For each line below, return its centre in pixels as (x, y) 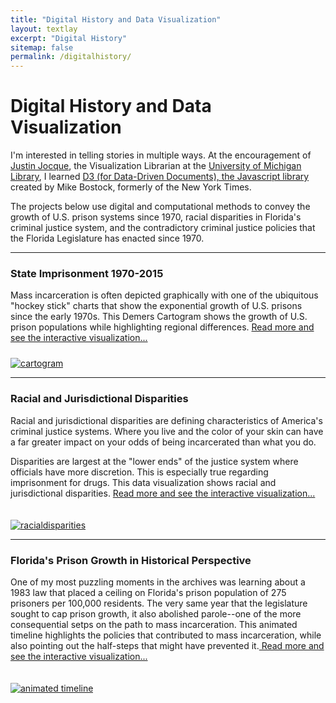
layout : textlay (44, 29)
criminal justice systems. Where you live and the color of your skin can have (167, 431)
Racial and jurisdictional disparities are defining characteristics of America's (166, 420)
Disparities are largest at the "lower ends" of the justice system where (154, 461)
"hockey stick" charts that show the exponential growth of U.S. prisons (156, 306)
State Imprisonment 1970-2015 (87, 273)
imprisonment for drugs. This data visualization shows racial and (143, 482)
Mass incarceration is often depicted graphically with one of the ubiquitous (164, 295)
